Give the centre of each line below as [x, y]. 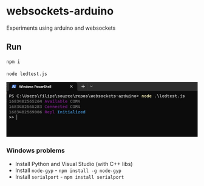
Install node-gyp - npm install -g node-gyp [68, 170]
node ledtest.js [27, 74]
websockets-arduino [60, 11]
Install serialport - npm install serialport [70, 176]
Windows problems [36, 151]
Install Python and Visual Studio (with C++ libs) [74, 164]
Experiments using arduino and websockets [61, 28]
